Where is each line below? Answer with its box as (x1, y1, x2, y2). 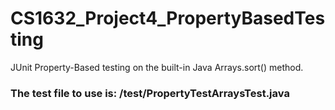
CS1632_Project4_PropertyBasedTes (10, 7, 326, 30)
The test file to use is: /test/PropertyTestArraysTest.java (10, 86, 290, 100)
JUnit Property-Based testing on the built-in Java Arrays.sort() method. (10, 61, 304, 73)
